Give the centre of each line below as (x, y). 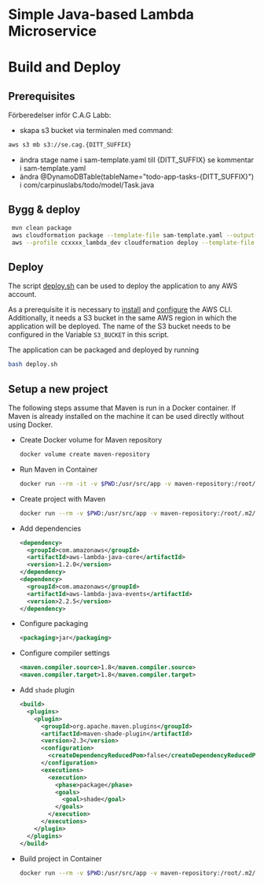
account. (22, 294)
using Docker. (31, 424)
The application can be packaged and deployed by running (104, 350)
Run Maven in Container (59, 469)
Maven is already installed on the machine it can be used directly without (126, 416)
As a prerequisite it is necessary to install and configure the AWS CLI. (120, 309)
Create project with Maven (62, 498)
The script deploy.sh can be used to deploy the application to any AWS (123, 286)
